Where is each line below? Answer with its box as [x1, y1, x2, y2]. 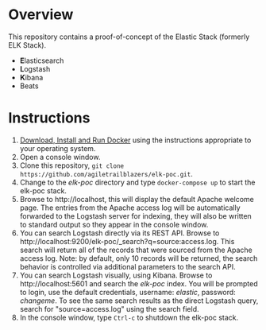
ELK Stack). [8, 40, 46, 49]
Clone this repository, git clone [19, 161, 125, 170]
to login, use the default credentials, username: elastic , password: [19, 287, 236, 297]
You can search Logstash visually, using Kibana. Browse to [19, 270, 213, 280]
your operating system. [19, 143, 96, 153]
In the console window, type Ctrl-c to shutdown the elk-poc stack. [19, 313, 239, 322]
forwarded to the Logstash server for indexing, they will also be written [19, 211, 252, 220]
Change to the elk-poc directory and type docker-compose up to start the [19, 177, 256, 187]
